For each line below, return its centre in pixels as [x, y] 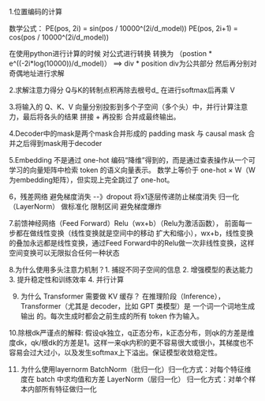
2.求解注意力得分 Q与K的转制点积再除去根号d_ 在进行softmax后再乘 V [122, 90]
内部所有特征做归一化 [62, 389]
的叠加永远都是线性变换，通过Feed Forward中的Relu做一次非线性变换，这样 [132, 243]
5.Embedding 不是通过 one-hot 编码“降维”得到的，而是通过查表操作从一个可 [132, 160]
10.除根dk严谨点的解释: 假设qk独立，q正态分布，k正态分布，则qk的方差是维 [132, 333]
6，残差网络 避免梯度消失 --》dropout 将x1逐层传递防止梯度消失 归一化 [124, 197]
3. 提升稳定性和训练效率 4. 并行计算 [67, 279]
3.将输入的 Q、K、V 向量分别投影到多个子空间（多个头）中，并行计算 [122, 107]
